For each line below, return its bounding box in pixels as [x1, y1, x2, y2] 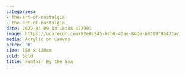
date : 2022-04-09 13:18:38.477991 [6, 25, 92, 32]
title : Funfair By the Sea [6, 58, 73, 64]
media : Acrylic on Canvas [6, 36, 70, 42]
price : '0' [6, 42, 33, 48]
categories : [6, 8, 36, 15]
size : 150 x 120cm [6, 48, 52, 54]
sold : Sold [6, 53, 33, 59]
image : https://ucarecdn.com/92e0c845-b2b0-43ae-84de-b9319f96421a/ [6, 31, 180, 37]
